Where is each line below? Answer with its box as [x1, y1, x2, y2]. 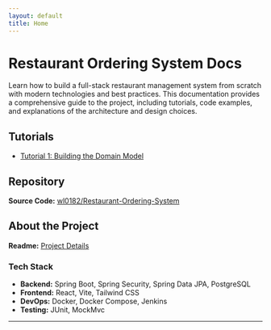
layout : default [8, 11, 63, 20]
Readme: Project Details [8, 240, 90, 250]
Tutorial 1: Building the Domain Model [19, 151, 144, 161]
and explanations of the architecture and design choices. [8, 107, 198, 116]
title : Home [8, 19, 48, 27]
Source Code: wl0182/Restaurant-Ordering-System [8, 196, 180, 206]
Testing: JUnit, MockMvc [19, 305, 105, 315]
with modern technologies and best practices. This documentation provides [8, 90, 261, 99]
